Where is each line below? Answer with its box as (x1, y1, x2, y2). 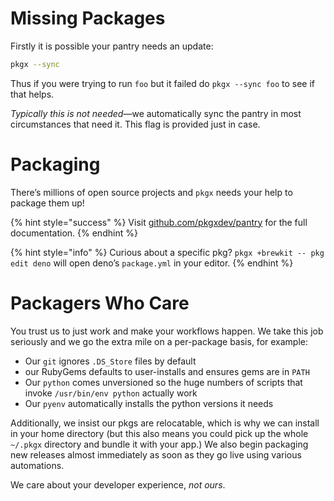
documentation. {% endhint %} (10, 227, 138, 239)
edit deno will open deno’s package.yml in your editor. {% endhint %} (10, 257, 294, 269)
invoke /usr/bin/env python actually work (24, 387, 198, 399)
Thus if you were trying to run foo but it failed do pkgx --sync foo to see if (10, 77, 316, 89)
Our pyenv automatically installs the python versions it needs (24, 397, 274, 409)
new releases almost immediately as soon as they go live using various (10, 448, 302, 461)
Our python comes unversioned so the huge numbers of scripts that (24, 376, 303, 388)
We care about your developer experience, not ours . (10, 478, 226, 491)
